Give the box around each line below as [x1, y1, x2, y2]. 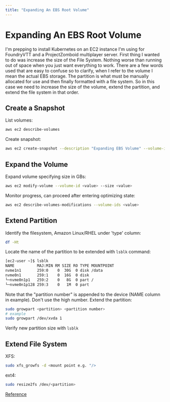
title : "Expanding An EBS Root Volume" [5, 7, 90, 13]
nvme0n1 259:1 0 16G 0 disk [5, 273, 90, 278]
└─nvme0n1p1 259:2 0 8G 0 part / [5, 277, 94, 282]
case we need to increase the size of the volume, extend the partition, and [5, 84, 160, 90]
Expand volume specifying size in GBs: [5, 173, 87, 179]
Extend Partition [5, 216, 57, 225]
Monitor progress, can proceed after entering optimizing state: [5, 192, 136, 198]
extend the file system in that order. [5, 89, 79, 95]
